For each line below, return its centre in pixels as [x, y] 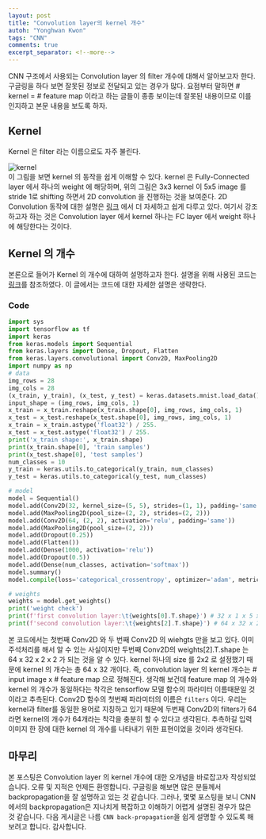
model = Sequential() [44, 498]
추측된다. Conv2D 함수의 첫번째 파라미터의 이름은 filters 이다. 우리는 [138, 699]
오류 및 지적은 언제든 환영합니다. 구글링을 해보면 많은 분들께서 [126, 787]
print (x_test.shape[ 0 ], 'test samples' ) [76, 454]
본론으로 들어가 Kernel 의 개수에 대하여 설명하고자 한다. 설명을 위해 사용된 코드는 [133, 274]
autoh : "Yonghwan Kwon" [47, 30]
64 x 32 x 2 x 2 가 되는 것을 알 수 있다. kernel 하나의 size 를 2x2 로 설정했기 [127, 659]
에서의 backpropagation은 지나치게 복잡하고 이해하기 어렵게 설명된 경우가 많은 [130, 806]
